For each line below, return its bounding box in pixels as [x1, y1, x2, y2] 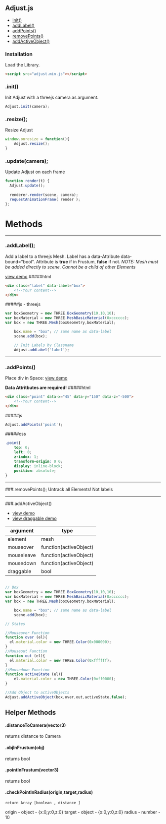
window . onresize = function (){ [5, 136, 70, 142]
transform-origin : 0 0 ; [14, 459, 63, 464]
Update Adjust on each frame [5, 169, 65, 175]
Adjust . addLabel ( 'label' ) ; [14, 347, 70, 352]
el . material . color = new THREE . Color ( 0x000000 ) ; [9, 639, 112, 644]
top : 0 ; [14, 445, 30, 450]
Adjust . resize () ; [14, 141, 50, 146]
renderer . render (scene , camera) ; [9, 192, 79, 197]
